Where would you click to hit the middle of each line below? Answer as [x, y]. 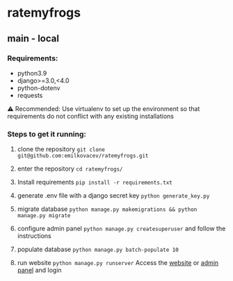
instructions [34, 236]
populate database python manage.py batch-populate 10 [98, 249]
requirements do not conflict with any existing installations [90, 116]
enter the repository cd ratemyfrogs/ [70, 169]
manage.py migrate [44, 216]
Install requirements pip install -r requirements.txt [95, 182]
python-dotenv [39, 87]
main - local [33, 39]
